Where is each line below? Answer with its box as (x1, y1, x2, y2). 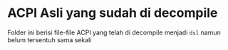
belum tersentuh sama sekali (7, 35, 92, 44)
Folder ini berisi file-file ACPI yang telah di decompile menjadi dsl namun (7, 28, 221, 37)
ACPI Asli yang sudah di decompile (7, 5, 218, 21)
